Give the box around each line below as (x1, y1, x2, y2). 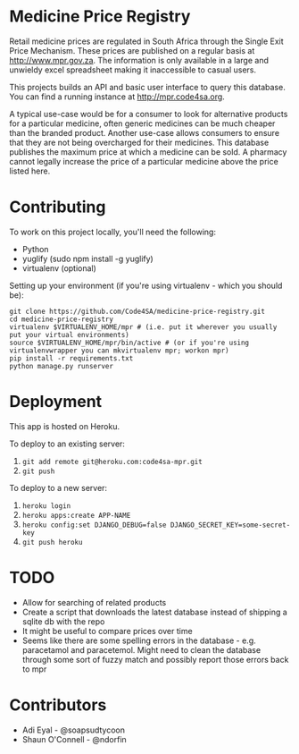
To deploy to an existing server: (9, 438, 125, 449)
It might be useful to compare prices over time (21, 625, 194, 636)
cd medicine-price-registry (9, 315, 114, 324)
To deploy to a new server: (9, 482, 108, 493)
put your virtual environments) (9, 330, 129, 339)
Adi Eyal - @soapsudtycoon (21, 724, 125, 735)
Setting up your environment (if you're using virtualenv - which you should (9, 280, 283, 291)
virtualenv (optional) (21, 262, 96, 274)
